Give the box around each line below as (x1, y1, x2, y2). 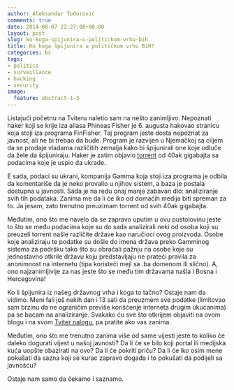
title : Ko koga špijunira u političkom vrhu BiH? (7, 43, 155, 50)
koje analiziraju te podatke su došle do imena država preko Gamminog (7, 238, 210, 245)
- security (7, 82, 39, 89)
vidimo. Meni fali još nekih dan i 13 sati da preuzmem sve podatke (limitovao (7, 296, 226, 304)
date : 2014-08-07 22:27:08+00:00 (7, 23, 105, 30)
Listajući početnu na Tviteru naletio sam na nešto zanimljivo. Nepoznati (7, 114, 212, 122)
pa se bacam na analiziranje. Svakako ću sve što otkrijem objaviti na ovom (7, 310, 221, 319)
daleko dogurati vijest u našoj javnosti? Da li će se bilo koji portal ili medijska (7, 339, 226, 347)
